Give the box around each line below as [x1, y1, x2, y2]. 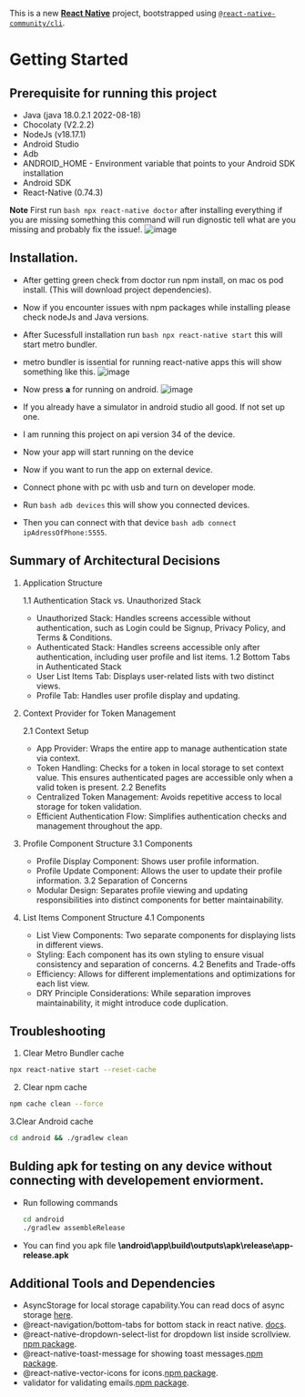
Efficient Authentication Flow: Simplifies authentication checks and [36, 811, 287, 821]
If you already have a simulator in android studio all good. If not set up [22, 401, 285, 413]
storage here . [22, 1310, 74, 1321]
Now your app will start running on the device [22, 446, 194, 457]
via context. [36, 752, 81, 763]
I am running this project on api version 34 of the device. [22, 428, 236, 440]
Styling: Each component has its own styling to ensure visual [36, 949, 264, 960]
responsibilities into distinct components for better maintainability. [36, 894, 284, 905]
